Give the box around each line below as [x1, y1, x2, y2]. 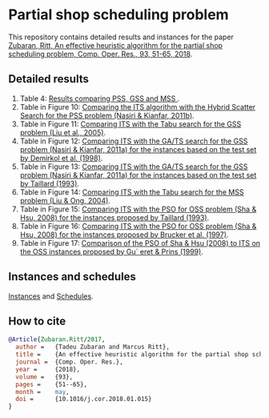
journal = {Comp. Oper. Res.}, [15, 358, 124, 366]
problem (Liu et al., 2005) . [19, 127, 106, 137]
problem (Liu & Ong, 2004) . [19, 195, 110, 205]
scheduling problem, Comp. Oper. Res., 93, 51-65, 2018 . [8, 49, 193, 58]
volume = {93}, [15, 372, 74, 381]
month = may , [15, 388, 70, 396]
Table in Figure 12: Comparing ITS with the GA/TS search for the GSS [19, 136, 248, 146]
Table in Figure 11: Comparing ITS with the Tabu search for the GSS [19, 119, 242, 129]
